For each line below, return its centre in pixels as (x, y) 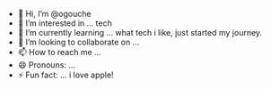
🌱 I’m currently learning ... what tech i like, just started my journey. (140, 32)
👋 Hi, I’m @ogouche (54, 14)
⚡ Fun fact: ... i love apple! (66, 75)
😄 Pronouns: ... (47, 65)
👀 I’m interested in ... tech (65, 23)
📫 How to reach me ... (59, 52)
